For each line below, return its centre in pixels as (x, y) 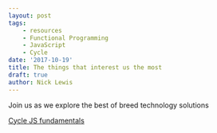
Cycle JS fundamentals (47, 120)
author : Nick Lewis (41, 82)
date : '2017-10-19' (41, 61)
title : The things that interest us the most (85, 68)
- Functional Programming (66, 38)
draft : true (28, 75)
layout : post (30, 16)
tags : (17, 23)
